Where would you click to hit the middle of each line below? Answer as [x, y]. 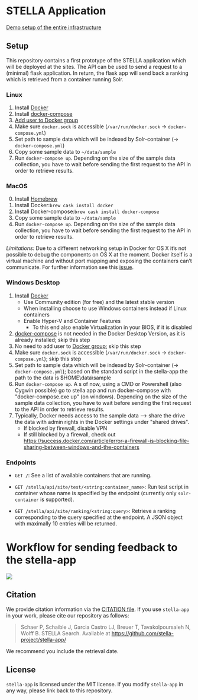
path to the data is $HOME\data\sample [63, 378]
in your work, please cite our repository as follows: [68, 615]
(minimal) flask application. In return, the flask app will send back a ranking [98, 73]
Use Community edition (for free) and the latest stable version [99, 302]
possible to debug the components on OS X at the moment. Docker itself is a [99, 255]
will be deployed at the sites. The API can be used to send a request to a [94, 66]
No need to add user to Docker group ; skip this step [78, 346]
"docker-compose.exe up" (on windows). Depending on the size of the [101, 397]
